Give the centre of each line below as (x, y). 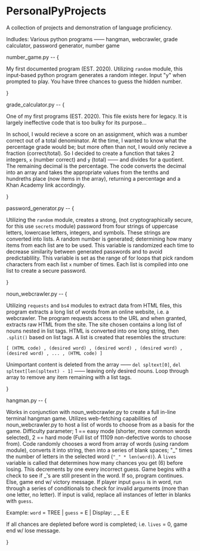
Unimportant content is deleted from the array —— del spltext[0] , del (93, 364)
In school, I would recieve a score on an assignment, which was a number (97, 134)
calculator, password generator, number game (63, 45)
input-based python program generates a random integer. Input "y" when (96, 75)
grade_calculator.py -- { (35, 104)
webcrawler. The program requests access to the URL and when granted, (96, 318)
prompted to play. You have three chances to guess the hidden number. (94, 81)
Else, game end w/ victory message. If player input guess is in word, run (94, 482)
